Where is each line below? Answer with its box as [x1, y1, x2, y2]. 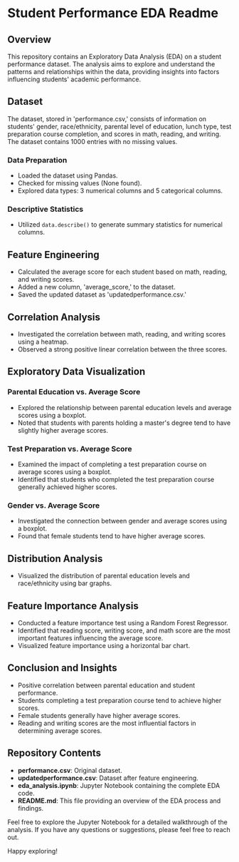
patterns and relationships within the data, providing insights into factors [7, 68, 220, 76]
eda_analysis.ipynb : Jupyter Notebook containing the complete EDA [17, 781, 221, 789]
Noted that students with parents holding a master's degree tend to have [17, 419, 231, 427]
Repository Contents [7, 747, 102, 759]
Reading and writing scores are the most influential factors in [17, 719, 197, 727]
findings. [17, 804, 44, 812]
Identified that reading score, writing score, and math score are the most [17, 626, 230, 635]
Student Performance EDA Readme [7, 5, 219, 21]
